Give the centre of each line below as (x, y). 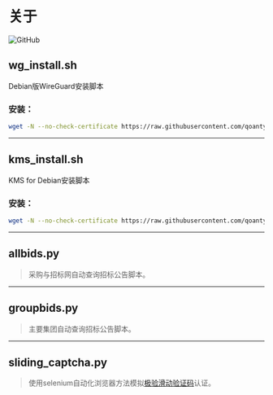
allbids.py (34, 254)
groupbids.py (43, 308)
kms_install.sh (46, 160)
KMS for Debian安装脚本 (49, 180)
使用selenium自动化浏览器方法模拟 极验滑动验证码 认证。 (122, 383)
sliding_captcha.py (58, 362)
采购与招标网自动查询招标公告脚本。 (89, 274)
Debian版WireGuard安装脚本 (56, 86)
